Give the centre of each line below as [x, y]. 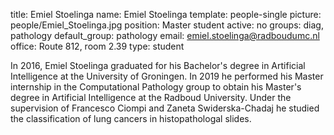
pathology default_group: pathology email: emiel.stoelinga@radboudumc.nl [165, 35]
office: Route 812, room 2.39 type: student [97, 46]
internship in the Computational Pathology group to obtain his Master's [156, 87]
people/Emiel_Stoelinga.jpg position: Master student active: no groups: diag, [167, 25]
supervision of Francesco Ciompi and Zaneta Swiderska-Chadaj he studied [165, 108]
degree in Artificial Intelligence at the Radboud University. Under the [151, 97]
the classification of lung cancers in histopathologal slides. [131, 118]
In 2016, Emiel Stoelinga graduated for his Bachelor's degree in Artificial [158, 65]
